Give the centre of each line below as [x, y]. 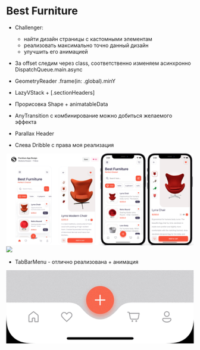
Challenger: [29, 27]
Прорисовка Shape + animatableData [61, 104]
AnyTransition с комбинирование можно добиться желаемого [93, 115]
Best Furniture [42, 11]
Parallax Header [35, 133]
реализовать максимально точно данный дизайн [86, 45]
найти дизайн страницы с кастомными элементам [88, 39]
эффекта [26, 122]
